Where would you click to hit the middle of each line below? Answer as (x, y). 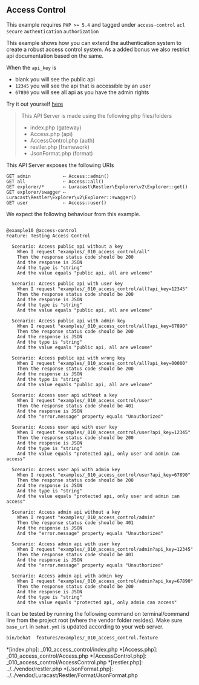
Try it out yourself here (35, 104)
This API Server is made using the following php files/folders (96, 115)
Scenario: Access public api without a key (67, 246)
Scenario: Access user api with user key (65, 427)
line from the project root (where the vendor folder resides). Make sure (94, 620)
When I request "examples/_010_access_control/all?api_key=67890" (103, 326)
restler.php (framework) (60, 147)
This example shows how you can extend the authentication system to (94, 43)
